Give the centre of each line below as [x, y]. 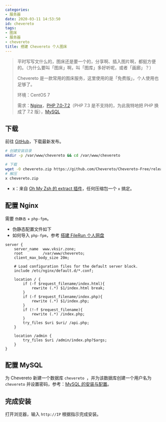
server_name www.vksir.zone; [45, 249]
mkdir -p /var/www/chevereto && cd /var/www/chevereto [63, 156]
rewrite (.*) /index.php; [58, 314]
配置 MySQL [24, 365]
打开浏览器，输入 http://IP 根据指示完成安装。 [53, 414]
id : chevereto [20, 24]
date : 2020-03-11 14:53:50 [33, 19]
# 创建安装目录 [19, 151]
